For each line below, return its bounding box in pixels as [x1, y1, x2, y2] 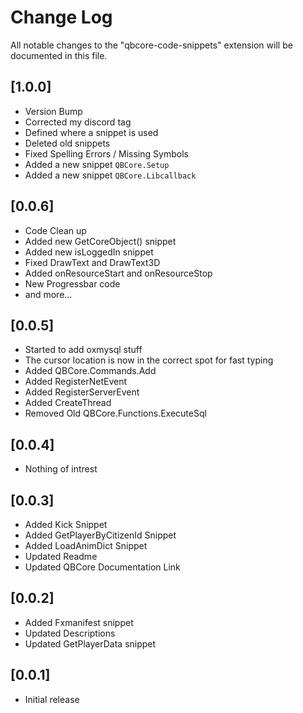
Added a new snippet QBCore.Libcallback [24, 169, 197, 181]
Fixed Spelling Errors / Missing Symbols [24, 147, 189, 160]
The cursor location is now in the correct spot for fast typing [24, 354, 274, 366]
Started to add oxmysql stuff [24, 344, 143, 356]
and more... [24, 288, 73, 300]
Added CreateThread [24, 397, 112, 409]
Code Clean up [24, 224, 87, 236]
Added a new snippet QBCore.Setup [24, 158, 170, 170]
